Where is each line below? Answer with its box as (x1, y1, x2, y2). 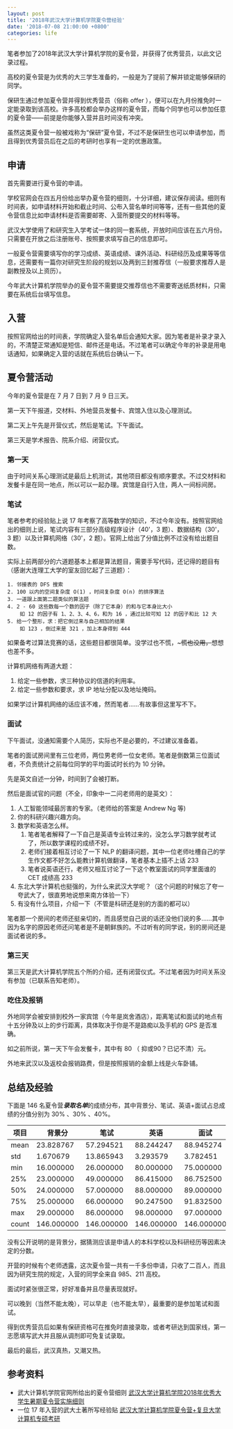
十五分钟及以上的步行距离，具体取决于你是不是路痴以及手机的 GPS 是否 (7, 1021, 212, 1029)
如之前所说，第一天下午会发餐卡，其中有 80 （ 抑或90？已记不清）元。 (7, 1045, 210, 1053)
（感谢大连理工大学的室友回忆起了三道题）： (7, 566, 132, 575)
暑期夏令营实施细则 (29, 1396, 85, 1405)
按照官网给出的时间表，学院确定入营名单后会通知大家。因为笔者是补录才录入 (7, 332, 226, 340)
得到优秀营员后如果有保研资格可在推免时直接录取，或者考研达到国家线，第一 (7, 1323, 226, 1331)
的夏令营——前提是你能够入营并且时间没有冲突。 (7, 114, 147, 122)
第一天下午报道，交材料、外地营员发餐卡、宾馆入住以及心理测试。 (7, 406, 196, 414)
